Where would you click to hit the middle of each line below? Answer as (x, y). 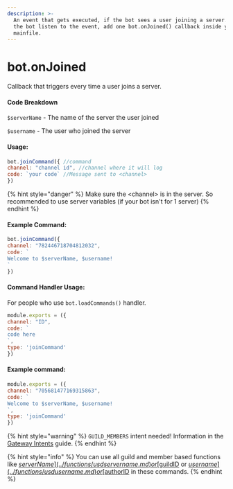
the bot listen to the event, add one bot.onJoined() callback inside (118, 26)
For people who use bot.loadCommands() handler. (77, 303)
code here (21, 335)
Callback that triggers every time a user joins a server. (84, 87)
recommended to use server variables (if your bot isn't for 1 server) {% (108, 202)
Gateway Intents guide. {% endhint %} (62, 443)
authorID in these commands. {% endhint (163, 472)
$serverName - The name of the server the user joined (83, 118)
